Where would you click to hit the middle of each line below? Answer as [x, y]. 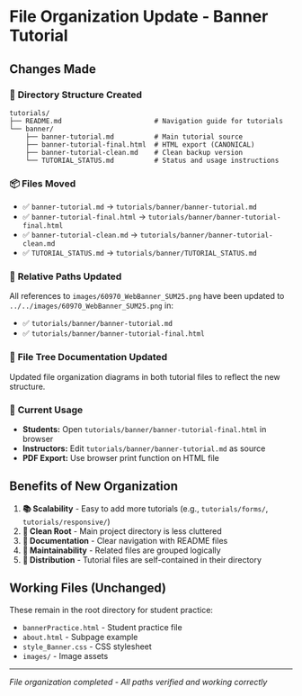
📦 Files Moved [43, 184]
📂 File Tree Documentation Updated [89, 357]
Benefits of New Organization [93, 487]
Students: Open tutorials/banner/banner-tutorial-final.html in [144, 429]
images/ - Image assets [65, 655]
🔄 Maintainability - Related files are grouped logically [122, 550]
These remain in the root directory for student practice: [111, 610]
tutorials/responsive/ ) [66, 521]
